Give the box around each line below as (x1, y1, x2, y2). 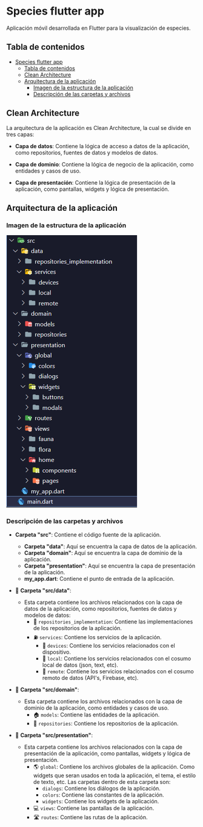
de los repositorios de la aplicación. (33, 624, 122, 631)
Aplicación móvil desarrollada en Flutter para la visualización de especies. (6, 24, 191, 32)
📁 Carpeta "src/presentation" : (15, 731, 93, 739)
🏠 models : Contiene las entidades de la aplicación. (33, 711, 160, 718)
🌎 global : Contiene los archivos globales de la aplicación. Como (33, 763, 195, 770)
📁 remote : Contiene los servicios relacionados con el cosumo (42, 667, 194, 675)
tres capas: (6, 131, 35, 138)
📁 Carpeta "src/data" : (15, 586, 72, 594)
